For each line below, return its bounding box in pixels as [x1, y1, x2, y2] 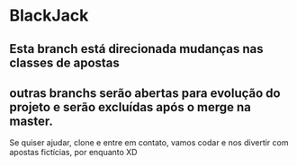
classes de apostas [9, 55, 120, 70]
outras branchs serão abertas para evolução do [9, 85, 281, 100]
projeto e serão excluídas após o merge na [9, 100, 252, 115]
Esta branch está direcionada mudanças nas [9, 41, 264, 57]
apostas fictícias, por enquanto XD [9, 147, 138, 158]
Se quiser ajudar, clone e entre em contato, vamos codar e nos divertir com [9, 137, 289, 148]
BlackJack [9, 5, 89, 26]
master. [9, 113, 54, 128]
